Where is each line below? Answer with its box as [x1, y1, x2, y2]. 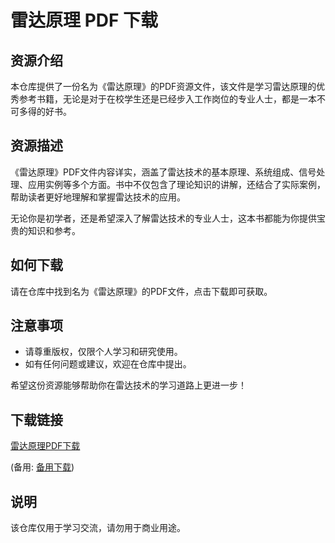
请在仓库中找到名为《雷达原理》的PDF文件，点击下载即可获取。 [10, 285, 273, 297]
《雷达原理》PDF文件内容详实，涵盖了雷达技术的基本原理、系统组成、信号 [10, 166, 317, 178]
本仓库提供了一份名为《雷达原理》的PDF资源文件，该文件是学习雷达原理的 [10, 81, 317, 92]
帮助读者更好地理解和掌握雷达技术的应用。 [10, 191, 186, 203]
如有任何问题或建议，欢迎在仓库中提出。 [24, 358, 192, 370]
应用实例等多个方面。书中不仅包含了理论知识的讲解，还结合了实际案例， [27, 178, 326, 190]
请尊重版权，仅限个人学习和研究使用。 [24, 346, 183, 358]
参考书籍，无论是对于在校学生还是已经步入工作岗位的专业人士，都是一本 [18, 93, 317, 105]
